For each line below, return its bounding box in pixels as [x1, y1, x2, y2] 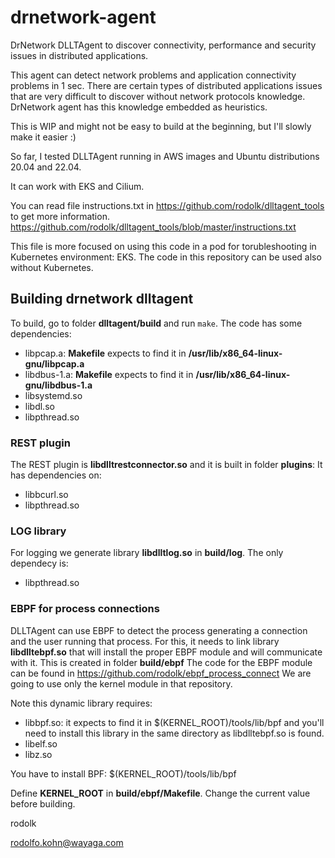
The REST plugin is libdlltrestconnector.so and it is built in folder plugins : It [10, 459, 323, 471]
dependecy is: [10, 557, 69, 570]
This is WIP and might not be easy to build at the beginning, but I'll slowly [10, 120, 312, 132]
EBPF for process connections [10, 602, 160, 616]
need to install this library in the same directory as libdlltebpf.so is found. [24, 727, 325, 739]
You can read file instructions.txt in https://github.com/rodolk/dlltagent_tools [10, 199, 325, 211]
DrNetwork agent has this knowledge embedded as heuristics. [10, 101, 268, 113]
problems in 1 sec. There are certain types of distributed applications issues [10, 79, 323, 91]
